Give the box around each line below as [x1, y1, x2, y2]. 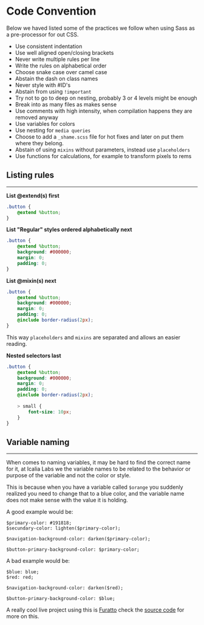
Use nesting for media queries [15, 126, 91, 134]
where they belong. [15, 139, 64, 147]
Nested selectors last [6, 351, 62, 359]
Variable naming [6, 437, 70, 447]
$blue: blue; [6, 569, 39, 575]
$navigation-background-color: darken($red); [6, 585, 123, 591]
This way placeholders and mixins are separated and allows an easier [6, 333, 181, 341]
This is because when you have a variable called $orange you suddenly [6, 483, 183, 491]
